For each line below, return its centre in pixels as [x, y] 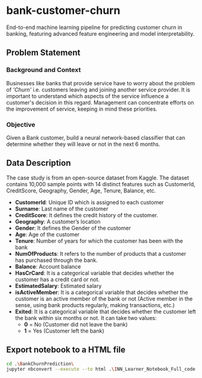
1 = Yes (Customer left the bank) [64, 331]
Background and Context [44, 70]
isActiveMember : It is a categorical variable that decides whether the [101, 292]
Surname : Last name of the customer [62, 209]
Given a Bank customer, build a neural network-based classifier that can [96, 137]
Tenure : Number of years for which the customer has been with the [99, 241]
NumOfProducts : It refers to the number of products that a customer [101, 253]
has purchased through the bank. [56, 260]
